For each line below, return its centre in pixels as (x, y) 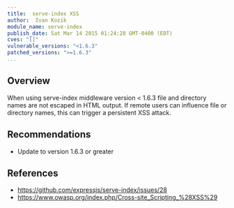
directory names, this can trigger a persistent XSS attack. (89, 112)
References (33, 173)
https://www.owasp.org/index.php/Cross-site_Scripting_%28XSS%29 (117, 198)
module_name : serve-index (45, 27)
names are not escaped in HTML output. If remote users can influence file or (117, 105)
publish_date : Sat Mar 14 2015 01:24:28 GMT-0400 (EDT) (90, 33)
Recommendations (49, 134)
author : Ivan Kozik (37, 20)
